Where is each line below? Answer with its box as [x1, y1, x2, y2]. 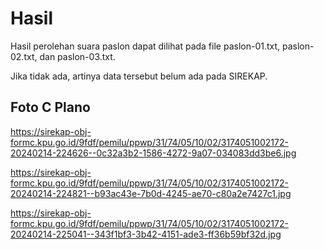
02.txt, [10, 50, 38, 62]
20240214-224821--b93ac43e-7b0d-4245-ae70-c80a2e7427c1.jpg [10, 187, 292, 199]
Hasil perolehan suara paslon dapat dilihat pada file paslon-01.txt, [10, 40, 281, 52]
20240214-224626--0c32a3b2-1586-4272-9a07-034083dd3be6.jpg [10, 147, 297, 159]
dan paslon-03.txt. [39, 50, 116, 62]
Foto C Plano [10, 99, 91, 116]
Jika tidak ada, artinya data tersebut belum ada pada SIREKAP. [10, 70, 268, 82]
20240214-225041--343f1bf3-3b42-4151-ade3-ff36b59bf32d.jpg [10, 228, 282, 240]
